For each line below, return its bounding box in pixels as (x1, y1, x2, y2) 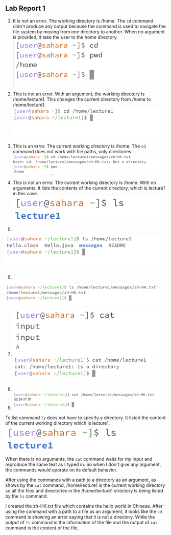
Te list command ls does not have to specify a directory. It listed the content (5, 415, 166, 421)
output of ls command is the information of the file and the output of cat (5, 520, 158, 526)
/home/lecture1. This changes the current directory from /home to (12, 96, 152, 102)
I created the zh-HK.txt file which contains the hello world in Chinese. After (5, 503, 163, 509)
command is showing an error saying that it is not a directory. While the (5, 514, 155, 520)
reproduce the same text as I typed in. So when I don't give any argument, (5, 461, 161, 468)
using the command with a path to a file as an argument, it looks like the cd (5, 508, 162, 515)
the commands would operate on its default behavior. (5, 467, 117, 473)
